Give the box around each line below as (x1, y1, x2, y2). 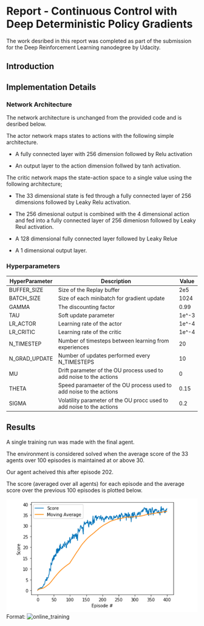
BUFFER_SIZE (8, 287, 44, 294)
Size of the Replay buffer (58, 287, 120, 294)
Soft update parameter (58, 311, 115, 319)
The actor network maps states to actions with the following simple (6, 132, 174, 140)
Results (6, 422, 36, 432)
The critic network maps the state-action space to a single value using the (6, 174, 192, 182)
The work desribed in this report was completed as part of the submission (6, 37, 192, 44)
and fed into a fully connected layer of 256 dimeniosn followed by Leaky (15, 217, 196, 224)
